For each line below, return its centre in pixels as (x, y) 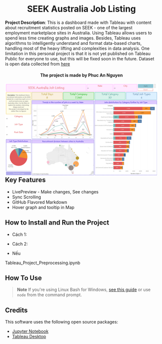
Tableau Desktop (29, 337)
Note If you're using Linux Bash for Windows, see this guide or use (84, 290)
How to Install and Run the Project (57, 223)
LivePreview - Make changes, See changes (55, 191)
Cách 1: (19, 234)
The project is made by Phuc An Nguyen (81, 75)
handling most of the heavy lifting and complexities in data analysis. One (77, 48)
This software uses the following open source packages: (62, 322)
